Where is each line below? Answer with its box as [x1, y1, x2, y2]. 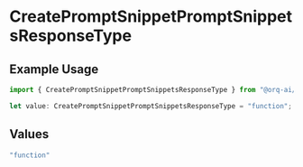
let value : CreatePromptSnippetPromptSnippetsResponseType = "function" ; [9, 101, 293, 110]
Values [9, 126, 50, 142]
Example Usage [9, 61, 99, 77]
